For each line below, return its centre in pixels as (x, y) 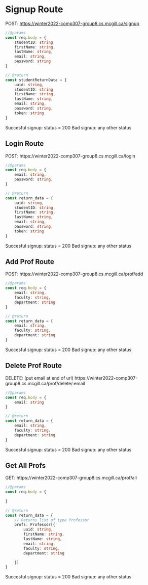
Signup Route (34, 9)
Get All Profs (26, 466)
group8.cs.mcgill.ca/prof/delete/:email (45, 383)
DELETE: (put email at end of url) (39, 378)
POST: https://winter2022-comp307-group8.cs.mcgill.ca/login (70, 156)
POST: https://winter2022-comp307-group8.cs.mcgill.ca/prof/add (74, 274)
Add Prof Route (30, 262)
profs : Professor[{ (35, 525)
